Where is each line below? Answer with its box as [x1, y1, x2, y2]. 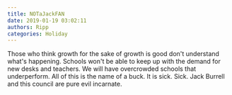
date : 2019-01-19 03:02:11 [7, 17, 87, 24]
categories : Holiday [7, 30, 69, 38]
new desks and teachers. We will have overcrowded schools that [7, 65, 197, 73]
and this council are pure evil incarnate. [7, 79, 122, 89]
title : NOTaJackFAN [7, 10, 65, 18]
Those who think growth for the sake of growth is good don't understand [7, 50, 219, 58]
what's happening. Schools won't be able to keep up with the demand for [7, 57, 221, 66]
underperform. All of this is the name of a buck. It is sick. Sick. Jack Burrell [7, 72, 225, 81]
